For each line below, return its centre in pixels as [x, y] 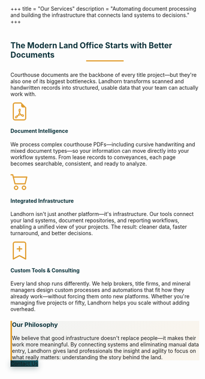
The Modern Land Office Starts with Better [91, 45]
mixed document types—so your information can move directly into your [100, 151]
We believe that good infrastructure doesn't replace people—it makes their [104, 338]
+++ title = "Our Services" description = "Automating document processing [103, 9]
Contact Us [24, 363]
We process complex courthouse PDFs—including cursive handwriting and [103, 144]
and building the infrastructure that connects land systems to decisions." [100, 15]
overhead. [23, 309]
